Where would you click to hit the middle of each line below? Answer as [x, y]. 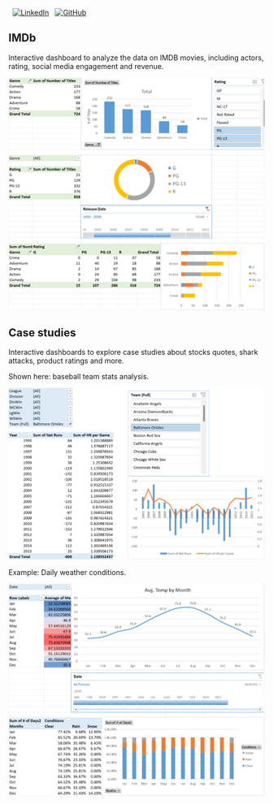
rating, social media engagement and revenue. [86, 66]
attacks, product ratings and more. [66, 361]
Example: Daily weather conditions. [67, 572]
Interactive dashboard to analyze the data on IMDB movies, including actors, [136, 58]
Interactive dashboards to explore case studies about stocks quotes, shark [133, 352]
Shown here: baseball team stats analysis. [79, 377]
